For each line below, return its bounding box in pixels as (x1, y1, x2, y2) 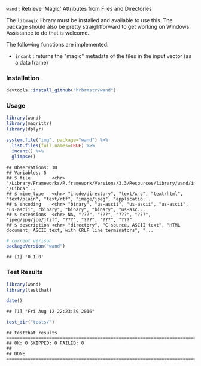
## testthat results (6, 330, 58, 336)
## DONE (6, 351, 26, 357)
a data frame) (14, 59, 49, 66)
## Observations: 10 (6, 164, 58, 170)
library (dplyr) (6, 126, 44, 132)
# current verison (6, 237, 52, 244)
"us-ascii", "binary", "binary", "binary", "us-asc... (6, 206, 146, 212)
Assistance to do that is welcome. (6, 29, 90, 36)
